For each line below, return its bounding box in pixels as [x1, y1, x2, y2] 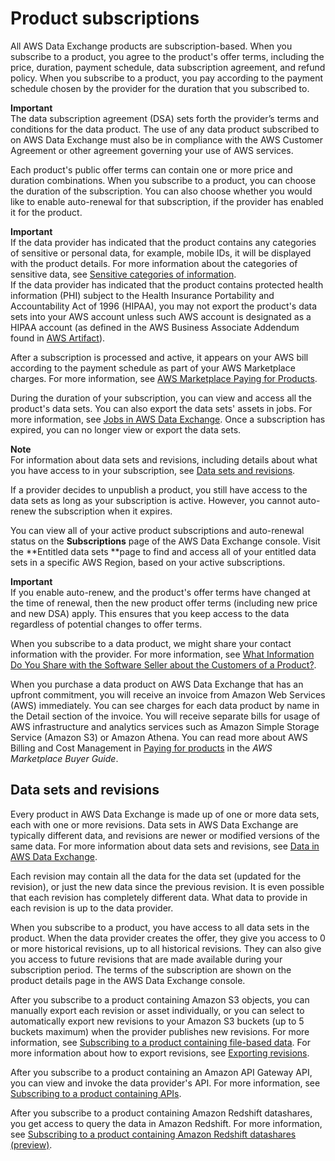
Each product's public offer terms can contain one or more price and [10, 163, 293, 176]
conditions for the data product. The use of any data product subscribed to [10, 123, 320, 135]
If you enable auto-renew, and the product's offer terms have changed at [10, 586, 311, 598]
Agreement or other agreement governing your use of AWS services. [10, 144, 294, 156]
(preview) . [10, 1138, 53, 1151]
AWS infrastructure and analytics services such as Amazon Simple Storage [10, 720, 320, 732]
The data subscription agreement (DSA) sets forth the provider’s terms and [10, 112, 320, 124]
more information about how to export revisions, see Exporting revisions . [10, 1047, 310, 1059]
